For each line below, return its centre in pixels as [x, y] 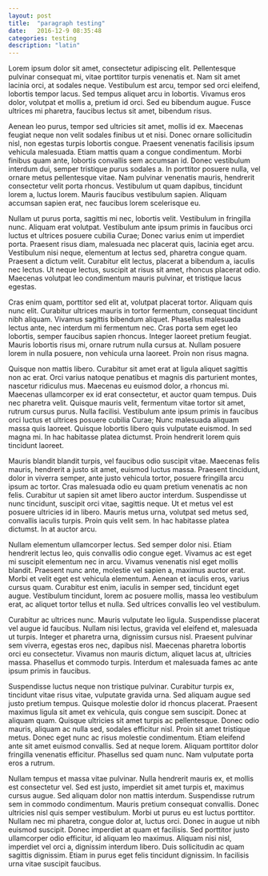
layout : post [30, 16]
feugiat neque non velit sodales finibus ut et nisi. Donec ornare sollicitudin [130, 135]
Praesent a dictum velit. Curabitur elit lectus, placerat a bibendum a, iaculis [132, 261]
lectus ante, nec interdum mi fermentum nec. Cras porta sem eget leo [123, 328]
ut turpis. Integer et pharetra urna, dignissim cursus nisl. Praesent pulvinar [131, 637]
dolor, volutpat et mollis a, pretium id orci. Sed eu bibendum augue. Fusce [130, 103]
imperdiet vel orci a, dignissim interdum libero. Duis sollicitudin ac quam [126, 847]
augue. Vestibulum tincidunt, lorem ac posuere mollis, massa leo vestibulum [133, 596]
